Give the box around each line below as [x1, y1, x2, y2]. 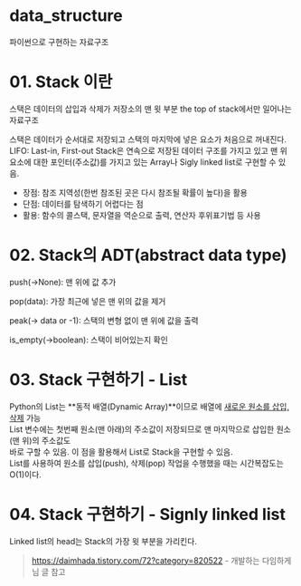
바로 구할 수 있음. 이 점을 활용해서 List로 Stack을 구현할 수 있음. [9, 446, 233, 457]
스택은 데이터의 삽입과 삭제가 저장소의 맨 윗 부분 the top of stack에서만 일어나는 [9, 103, 292, 114]
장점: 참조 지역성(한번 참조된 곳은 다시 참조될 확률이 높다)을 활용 [22, 187, 249, 197]
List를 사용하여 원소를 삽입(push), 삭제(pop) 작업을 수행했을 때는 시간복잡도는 [9, 457, 285, 468]
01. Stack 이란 [9, 72, 113, 92]
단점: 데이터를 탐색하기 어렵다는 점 [22, 198, 144, 209]
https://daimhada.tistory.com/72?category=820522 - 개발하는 [31, 554, 260, 566]
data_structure [9, 5, 124, 26]
